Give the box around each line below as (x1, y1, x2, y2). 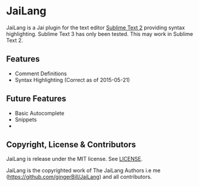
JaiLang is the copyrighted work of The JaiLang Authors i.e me (6, 167, 161, 174)
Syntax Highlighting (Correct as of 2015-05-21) (14, 76, 130, 83)
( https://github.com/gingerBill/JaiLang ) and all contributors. (6, 173, 152, 181)
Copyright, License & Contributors (6, 139, 136, 150)
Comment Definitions (14, 70, 67, 77)
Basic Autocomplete (14, 109, 64, 117)
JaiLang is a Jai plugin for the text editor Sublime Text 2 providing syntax (6, 24, 185, 31)
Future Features (6, 94, 67, 104)
